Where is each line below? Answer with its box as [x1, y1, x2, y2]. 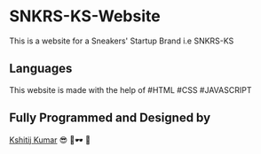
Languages [9, 61, 73, 76]
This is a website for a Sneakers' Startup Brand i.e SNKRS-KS [9, 35, 234, 46]
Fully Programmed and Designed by [9, 111, 211, 126]
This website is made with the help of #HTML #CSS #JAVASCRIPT [9, 84, 252, 95]
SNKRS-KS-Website [9, 6, 162, 27]
